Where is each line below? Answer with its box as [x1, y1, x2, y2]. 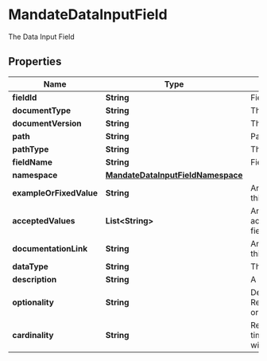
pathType [12, 143, 49, 154]
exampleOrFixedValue [12, 187, 98, 198]
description [12, 274, 57, 285]
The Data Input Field [8, 32, 75, 41]
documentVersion [12, 118, 82, 129]
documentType [12, 105, 72, 116]
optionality [12, 297, 54, 308]
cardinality [12, 329, 54, 340]
